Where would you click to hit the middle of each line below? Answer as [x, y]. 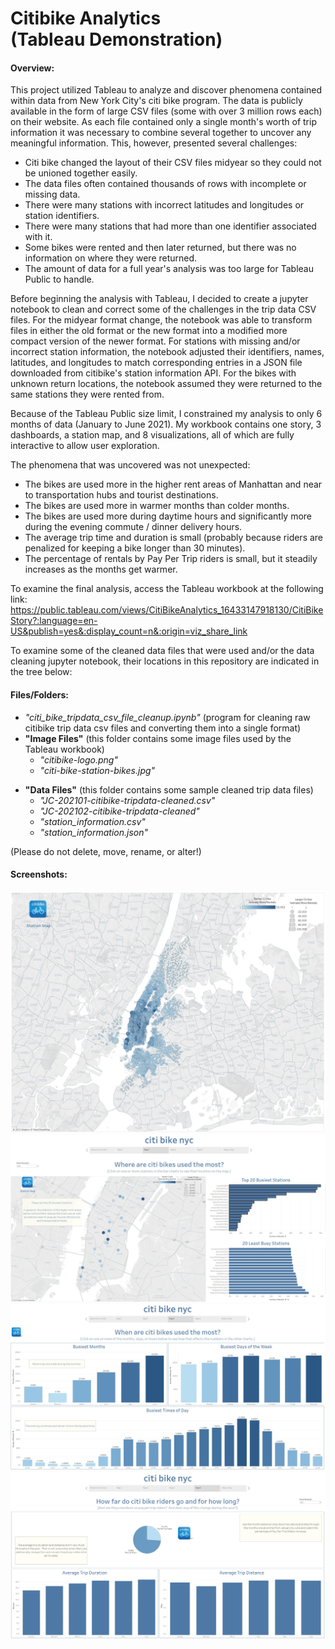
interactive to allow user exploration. [85, 446]
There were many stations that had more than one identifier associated [170, 226]
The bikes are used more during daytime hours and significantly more [168, 516]
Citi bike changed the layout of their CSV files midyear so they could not [173, 163]
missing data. [52, 194]
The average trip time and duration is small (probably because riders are [174, 538]
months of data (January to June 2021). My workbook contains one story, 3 [166, 424]
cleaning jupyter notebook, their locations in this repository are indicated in [165, 661]
